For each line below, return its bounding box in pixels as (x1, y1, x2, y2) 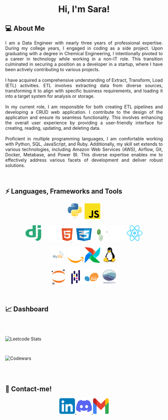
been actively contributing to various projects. (5, 67, 100, 72)
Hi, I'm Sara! (58, 4, 110, 15)
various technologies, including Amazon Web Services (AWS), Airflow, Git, (5, 146, 163, 152)
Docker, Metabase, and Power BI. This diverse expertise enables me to (5, 152, 163, 157)
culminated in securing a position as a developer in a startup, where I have (5, 61, 163, 67)
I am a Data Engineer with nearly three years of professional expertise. (5, 40, 163, 46)
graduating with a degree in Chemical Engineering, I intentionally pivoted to (5, 51, 163, 56)
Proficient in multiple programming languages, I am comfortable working (5, 136, 163, 141)
